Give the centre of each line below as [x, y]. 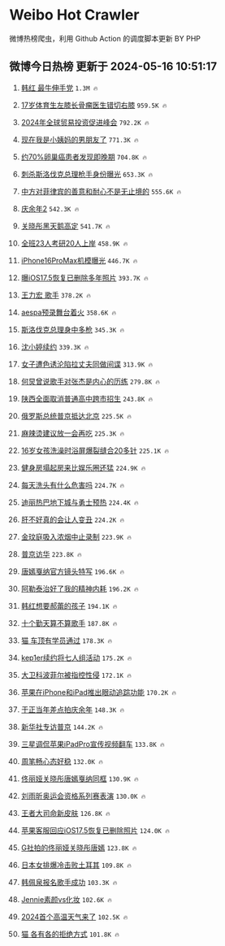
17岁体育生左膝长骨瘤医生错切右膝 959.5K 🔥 [94, 105]
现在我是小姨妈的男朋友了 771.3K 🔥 [80, 139]
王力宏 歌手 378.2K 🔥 [56, 295]
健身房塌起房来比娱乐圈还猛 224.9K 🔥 [83, 467]
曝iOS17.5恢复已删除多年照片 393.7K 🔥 [84, 277]
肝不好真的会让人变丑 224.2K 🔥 [73, 519]
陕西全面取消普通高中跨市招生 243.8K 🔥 [87, 398]
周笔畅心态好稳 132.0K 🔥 [62, 761]
